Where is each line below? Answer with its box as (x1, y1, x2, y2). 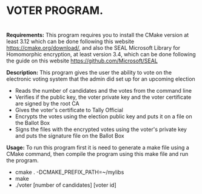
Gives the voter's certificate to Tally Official (15, 107, 123, 114)
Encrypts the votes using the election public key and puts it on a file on (15, 113, 192, 120)
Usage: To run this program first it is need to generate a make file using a (6, 144, 189, 152)
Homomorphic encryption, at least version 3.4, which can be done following (6, 51, 196, 58)
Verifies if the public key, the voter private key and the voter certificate (15, 93, 192, 101)
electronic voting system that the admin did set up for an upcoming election (6, 75, 195, 82)
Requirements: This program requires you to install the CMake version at (6, 32, 189, 39)
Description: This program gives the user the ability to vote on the (6, 69, 172, 76)
